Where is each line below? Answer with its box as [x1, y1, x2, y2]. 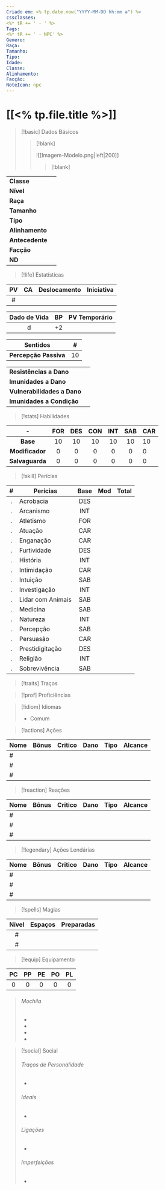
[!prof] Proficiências [20, 691, 71, 699]
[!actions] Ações [20, 726, 62, 734]
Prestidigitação [19, 644, 62, 653]
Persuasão [19, 634, 49, 643]
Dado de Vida [9, 313, 49, 321]
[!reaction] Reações [20, 786, 70, 794]
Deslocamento [38, 285, 81, 294]
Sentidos [23, 340, 51, 349]
